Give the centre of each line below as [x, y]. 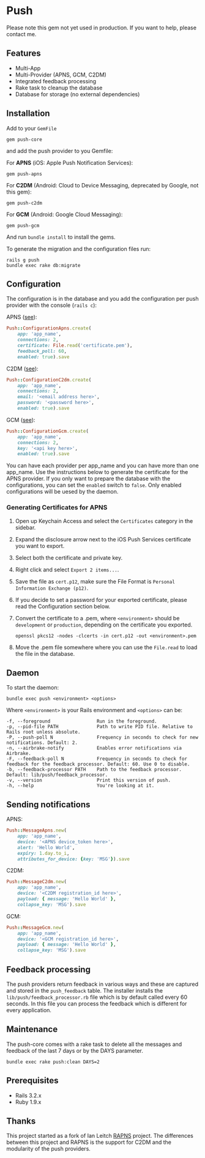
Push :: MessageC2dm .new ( [37, 882]
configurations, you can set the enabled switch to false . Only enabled [94, 485]
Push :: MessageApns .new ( [37, 830]
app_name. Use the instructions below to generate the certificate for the [97, 472]
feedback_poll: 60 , [42, 351]
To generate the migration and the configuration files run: [79, 249]
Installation [28, 114]
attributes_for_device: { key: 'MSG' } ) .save [74, 859]
